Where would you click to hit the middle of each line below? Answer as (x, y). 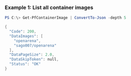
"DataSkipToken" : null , (34, 59)
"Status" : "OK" (25, 64)
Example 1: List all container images (49, 7)
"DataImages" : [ (26, 36)
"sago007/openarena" (35, 45)
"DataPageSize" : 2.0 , (32, 55)
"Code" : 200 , (23, 31)
